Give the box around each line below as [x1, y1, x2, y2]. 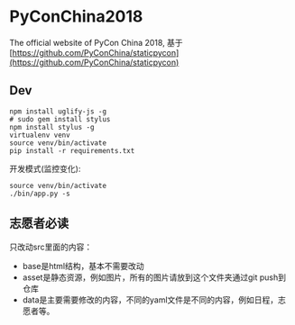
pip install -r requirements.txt [9, 146, 135, 155]
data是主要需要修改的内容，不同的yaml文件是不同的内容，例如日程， [22, 294, 279, 305]
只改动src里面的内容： [9, 241, 93, 252]
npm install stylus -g [9, 122, 95, 131]
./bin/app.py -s [9, 189, 70, 198]
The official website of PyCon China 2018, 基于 [9, 37, 183, 48]
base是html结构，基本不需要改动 [22, 260, 144, 271]
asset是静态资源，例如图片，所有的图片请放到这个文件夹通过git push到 [22, 272, 287, 283]
